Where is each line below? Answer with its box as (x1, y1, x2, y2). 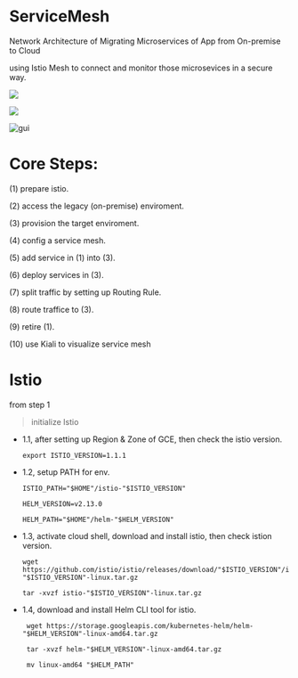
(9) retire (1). (9, 321, 55, 331)
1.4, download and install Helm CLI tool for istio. (21, 604, 197, 615)
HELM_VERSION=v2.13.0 (21, 499, 102, 509)
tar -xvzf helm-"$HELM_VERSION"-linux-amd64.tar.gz (26, 644, 222, 654)
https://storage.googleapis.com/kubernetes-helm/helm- (45, 621, 254, 630)
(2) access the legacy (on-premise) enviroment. (9, 200, 185, 211)
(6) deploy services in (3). (9, 269, 104, 280)
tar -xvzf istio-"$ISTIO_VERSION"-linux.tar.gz (21, 588, 202, 598)
